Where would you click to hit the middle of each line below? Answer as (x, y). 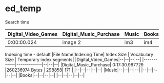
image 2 (72, 42)
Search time (17, 22)
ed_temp (23, 9)
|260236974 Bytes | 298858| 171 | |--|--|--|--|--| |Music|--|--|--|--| (73, 70)
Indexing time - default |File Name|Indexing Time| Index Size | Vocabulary (79, 54)
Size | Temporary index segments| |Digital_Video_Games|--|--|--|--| (73, 60)
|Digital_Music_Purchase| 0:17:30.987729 (102, 64)
